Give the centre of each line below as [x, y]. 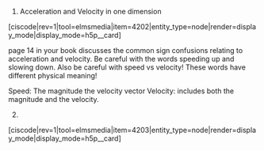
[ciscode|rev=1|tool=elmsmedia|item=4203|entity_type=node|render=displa [132, 130]
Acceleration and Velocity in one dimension [90, 11]
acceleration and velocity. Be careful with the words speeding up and [121, 59]
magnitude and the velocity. [54, 99]
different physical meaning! [53, 75]
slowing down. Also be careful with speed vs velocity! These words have [127, 67]
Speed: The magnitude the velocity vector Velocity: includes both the [121, 91]
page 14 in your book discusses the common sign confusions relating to [126, 50]
